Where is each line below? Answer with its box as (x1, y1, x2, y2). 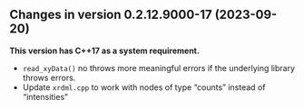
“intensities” (22, 91, 68, 102)
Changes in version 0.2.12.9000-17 (9, 7, 212, 23)
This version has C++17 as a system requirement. (9, 45, 200, 56)
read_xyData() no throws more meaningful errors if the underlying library (22, 62, 296, 73)
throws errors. (22, 72, 76, 83)
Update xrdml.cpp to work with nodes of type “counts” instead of (22, 81, 266, 93)
